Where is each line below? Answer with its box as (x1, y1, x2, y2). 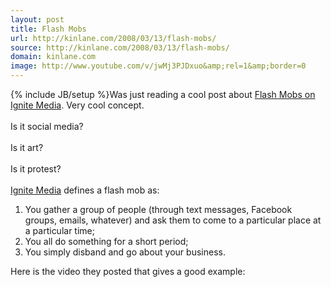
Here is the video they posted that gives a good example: (10, 266, 246, 277)
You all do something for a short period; (24, 236, 189, 247)
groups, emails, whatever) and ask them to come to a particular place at (24, 214, 322, 226)
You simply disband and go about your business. (24, 246, 226, 258)
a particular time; (24, 225, 95, 236)
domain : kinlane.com (10, 52, 97, 62)
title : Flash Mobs (10, 24, 87, 34)
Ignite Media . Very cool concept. (10, 99, 145, 111)
